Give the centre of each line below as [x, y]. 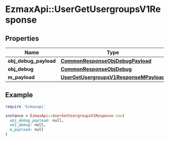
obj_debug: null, [28, 125]
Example [19, 95]
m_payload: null [27, 130]
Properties [22, 38]
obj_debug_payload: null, [37, 120]
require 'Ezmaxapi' [26, 106]
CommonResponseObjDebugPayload [106, 61]
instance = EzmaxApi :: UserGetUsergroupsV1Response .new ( [65, 116]
